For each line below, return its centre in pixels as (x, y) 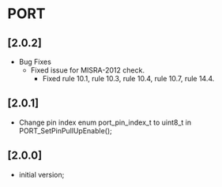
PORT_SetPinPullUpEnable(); (65, 130)
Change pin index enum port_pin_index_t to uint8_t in (105, 122)
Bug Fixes (35, 62)
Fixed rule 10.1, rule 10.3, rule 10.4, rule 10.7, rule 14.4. (128, 79)
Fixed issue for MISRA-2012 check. (88, 70)
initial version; (41, 174)
